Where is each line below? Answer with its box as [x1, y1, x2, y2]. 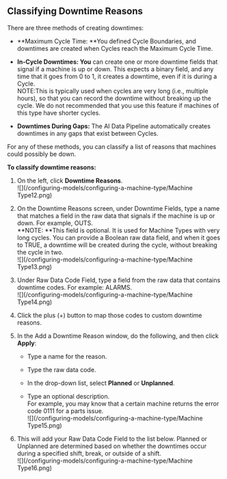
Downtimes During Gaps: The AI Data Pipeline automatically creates [16, 121, 211, 130]
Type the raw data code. [27, 365, 96, 373]
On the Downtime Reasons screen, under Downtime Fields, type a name [16, 204, 220, 212]
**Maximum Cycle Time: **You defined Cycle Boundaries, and [16, 37, 196, 45]
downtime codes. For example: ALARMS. [16, 283, 132, 291]
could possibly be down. [7, 150, 77, 158]
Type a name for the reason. [27, 352, 107, 360]
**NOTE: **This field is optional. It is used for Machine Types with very [16, 226, 220, 234]
